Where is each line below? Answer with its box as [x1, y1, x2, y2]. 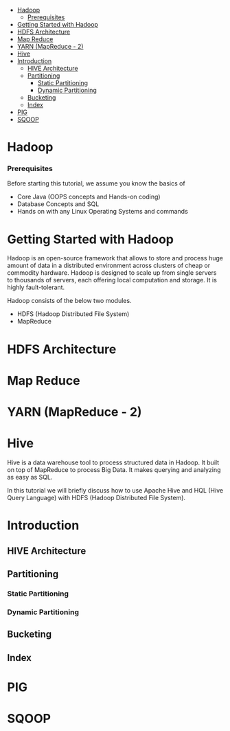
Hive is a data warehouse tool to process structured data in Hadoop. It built [7, 458, 220, 466]
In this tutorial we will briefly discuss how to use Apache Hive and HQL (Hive [7, 486, 224, 494]
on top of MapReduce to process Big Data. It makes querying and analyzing [7, 465, 221, 473]
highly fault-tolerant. [7, 283, 65, 291]
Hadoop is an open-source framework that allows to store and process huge [7, 254, 223, 262]
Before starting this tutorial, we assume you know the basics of [7, 179, 185, 188]
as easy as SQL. [7, 473, 53, 481]
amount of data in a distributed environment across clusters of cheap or [7, 261, 211, 270]
